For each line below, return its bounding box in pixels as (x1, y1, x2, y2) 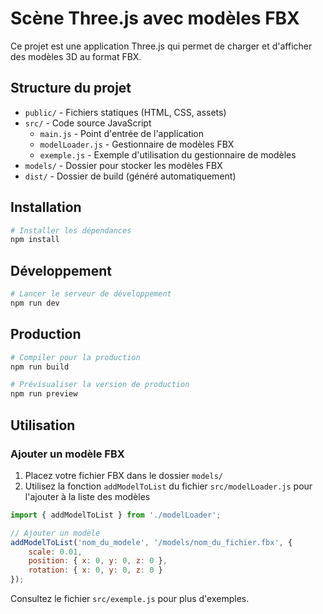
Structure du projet (10, 80, 132, 97)
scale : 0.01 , (28, 547, 83, 557)
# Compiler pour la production (10, 352, 141, 362)
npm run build (10, 362, 70, 372)
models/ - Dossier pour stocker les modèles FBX (24, 159, 223, 171)
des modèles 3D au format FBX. (10, 50, 142, 62)
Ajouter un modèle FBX (10, 447, 125, 461)
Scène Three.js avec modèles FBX (10, 7, 300, 30)
